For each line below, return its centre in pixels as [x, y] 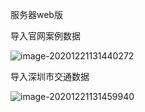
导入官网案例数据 [45, 36]
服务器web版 [36, 14]
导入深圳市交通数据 [50, 76]
